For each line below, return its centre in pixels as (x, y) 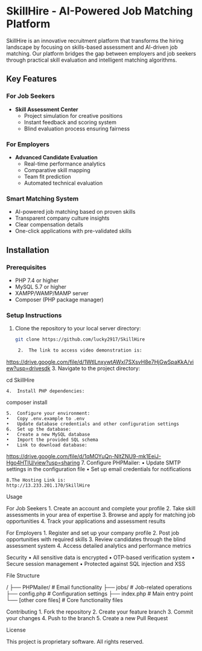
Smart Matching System (43, 199)
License (16, 630)
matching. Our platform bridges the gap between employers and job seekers (101, 53)
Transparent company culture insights (62, 218)
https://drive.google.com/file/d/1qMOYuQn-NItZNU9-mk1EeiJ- (84, 456)
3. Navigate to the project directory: (96, 368)
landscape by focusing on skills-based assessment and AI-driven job (92, 47)
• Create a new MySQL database (48, 434)
